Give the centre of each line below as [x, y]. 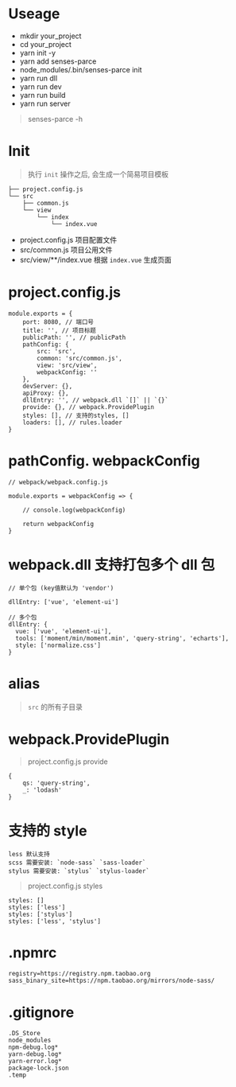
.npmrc [33, 953]
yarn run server [45, 103]
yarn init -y [38, 53]
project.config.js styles [65, 886]
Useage [34, 14]
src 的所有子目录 [55, 707]
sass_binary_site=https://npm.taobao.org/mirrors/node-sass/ [112, 981]
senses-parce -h [55, 119]
